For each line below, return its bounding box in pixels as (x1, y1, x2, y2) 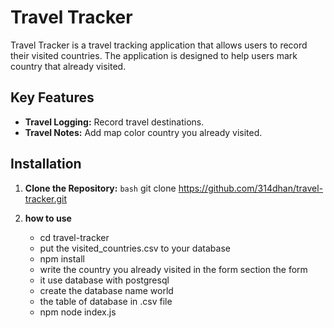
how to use (24, 212, 72, 224)
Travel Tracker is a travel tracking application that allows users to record (10, 39, 308, 51)
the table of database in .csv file (39, 295, 173, 307)
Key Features (10, 89, 95, 106)
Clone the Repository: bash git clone (24, 182, 177, 194)
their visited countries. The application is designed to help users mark (10, 49, 298, 61)
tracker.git (24, 192, 68, 205)
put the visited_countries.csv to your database (39, 242, 231, 254)
